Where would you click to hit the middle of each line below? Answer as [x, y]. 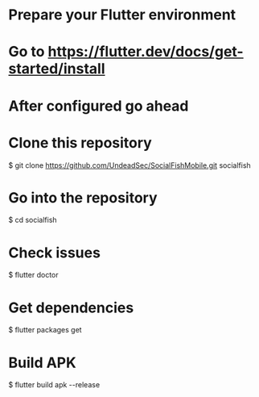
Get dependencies [71, 307]
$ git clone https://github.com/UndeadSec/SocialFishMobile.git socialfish [129, 165]
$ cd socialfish [33, 220]
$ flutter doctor [33, 275]
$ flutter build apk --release [54, 385]
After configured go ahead [99, 106]
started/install [57, 69]
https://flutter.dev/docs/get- [146, 52]
